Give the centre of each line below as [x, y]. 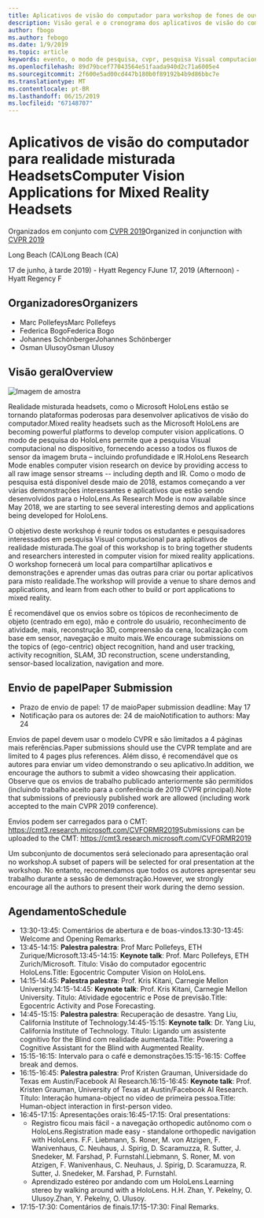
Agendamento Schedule [68, 911]
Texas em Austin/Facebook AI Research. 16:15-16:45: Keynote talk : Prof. [135, 1082]
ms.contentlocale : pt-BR [49, 89]
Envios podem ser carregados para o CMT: [78, 821]
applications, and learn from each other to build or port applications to [122, 589]
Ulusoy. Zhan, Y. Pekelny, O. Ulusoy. [89, 1198]
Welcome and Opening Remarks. [73, 939]
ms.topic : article [38, 52]
